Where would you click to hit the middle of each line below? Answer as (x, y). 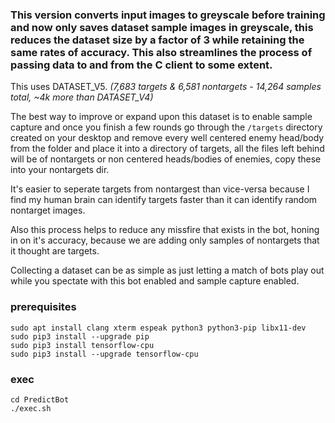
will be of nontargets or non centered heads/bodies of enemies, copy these (166, 159)
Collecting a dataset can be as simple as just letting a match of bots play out (167, 270)
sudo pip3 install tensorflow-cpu (82, 345)
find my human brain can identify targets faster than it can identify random (164, 200)
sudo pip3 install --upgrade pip (80, 336)
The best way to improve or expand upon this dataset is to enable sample (161, 117)
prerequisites (43, 307)
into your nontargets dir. (60, 170)
